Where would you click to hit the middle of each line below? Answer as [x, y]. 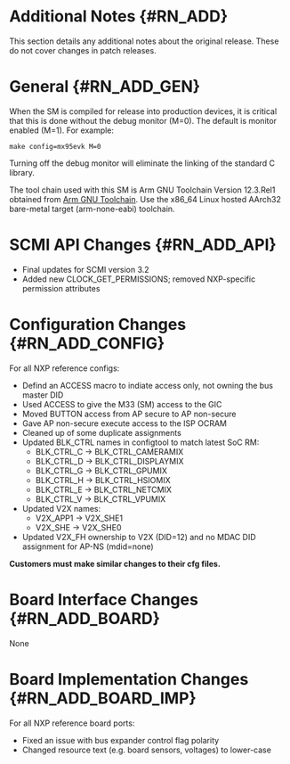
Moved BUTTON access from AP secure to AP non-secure [129, 414]
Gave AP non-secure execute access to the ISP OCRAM [124, 423]
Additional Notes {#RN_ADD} [119, 16]
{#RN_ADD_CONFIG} [87, 343]
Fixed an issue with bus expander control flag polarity [121, 740]
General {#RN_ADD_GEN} [105, 87]
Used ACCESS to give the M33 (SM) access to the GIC [122, 404]
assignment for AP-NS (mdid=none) [88, 546]
